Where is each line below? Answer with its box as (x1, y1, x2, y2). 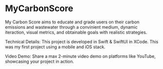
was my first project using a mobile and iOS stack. (5, 44, 106, 50)
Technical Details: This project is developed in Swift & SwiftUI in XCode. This (5, 38, 159, 44)
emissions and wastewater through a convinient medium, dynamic (5, 24, 138, 30)
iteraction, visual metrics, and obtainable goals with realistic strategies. (5, 29, 147, 35)
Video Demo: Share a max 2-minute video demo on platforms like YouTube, (5, 53, 156, 59)
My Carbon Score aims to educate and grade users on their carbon (5, 19, 140, 25)
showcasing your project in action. (5, 58, 74, 64)
